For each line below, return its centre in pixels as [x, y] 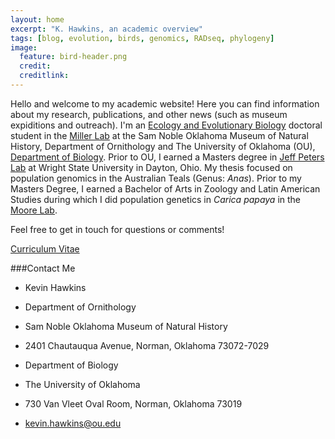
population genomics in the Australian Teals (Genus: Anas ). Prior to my [156, 178]
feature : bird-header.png [73, 57]
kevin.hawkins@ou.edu [73, 423]
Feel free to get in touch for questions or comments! [117, 229]
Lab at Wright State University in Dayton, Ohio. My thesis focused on [151, 167]
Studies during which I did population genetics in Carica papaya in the [156, 199]
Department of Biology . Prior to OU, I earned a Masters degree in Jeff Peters [167, 157]
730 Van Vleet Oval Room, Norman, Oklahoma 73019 [133, 403]
